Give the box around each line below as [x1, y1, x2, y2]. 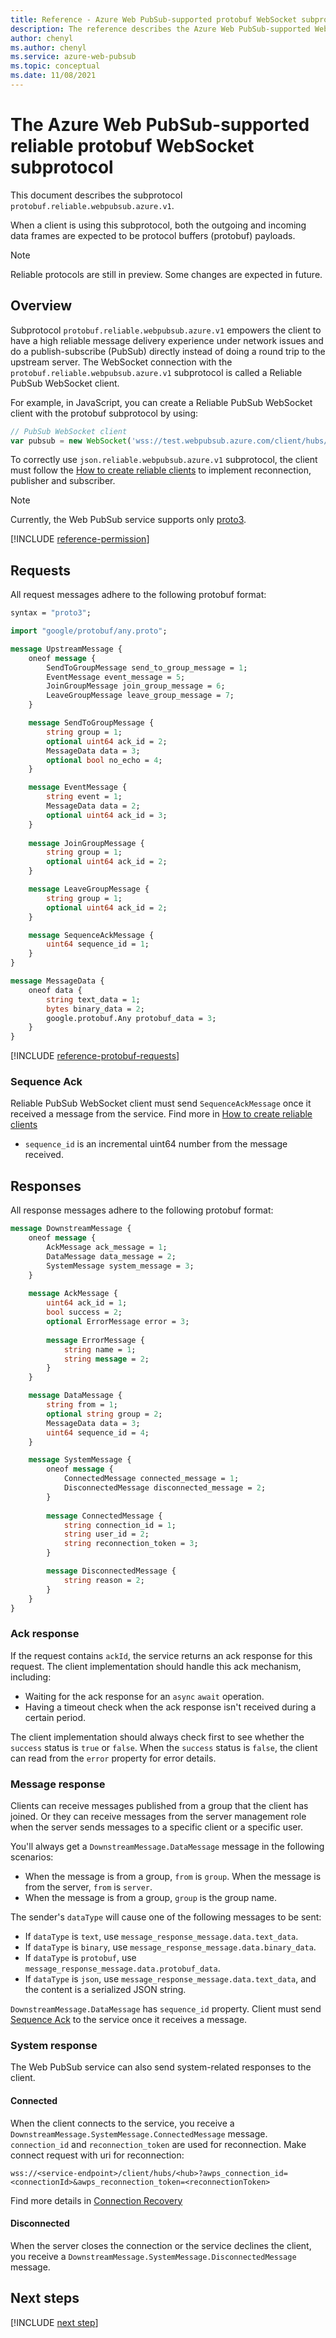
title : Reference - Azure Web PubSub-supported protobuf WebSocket [10, 14, 298, 25]
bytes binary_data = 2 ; [46, 1004, 145, 1014]
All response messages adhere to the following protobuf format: [10, 1204, 274, 1216]
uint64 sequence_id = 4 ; [46, 1427, 150, 1438]
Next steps [10, 2290, 80, 2307]
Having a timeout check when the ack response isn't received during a [24, 1701, 317, 1713]
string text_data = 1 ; [46, 994, 141, 1005]
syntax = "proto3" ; [10, 608, 92, 618]
